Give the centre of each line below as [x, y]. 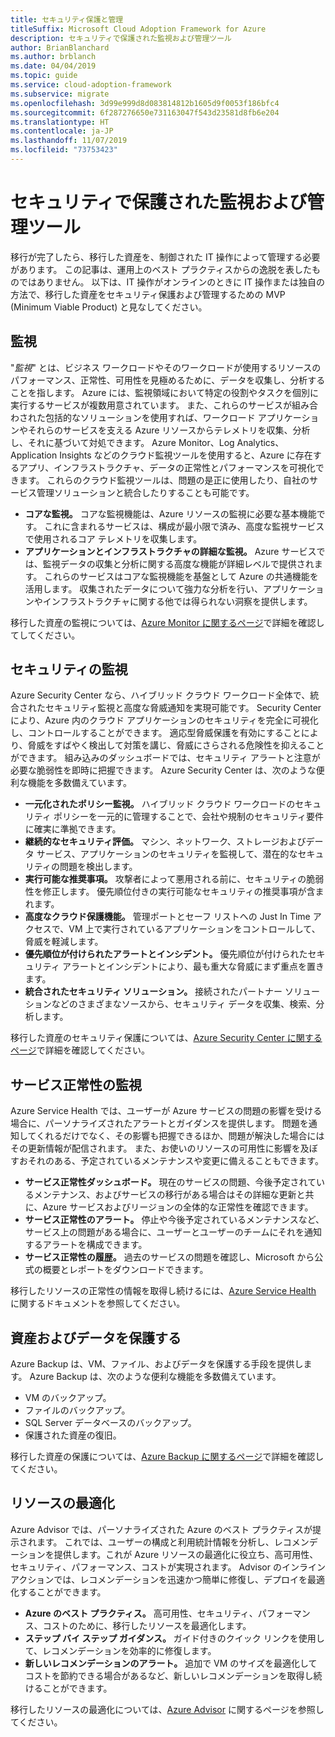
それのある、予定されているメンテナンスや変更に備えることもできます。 [175, 1161]
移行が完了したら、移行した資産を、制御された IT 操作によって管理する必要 [165, 257]
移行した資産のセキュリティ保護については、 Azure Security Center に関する [166, 1038]
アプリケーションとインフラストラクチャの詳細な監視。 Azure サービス [170, 551]
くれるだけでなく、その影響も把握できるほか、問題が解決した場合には [180, 1136]
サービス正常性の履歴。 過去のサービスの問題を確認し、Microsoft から [169, 1257]
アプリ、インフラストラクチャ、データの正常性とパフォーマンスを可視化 [167, 467]
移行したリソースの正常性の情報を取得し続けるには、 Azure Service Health [163, 1291]
